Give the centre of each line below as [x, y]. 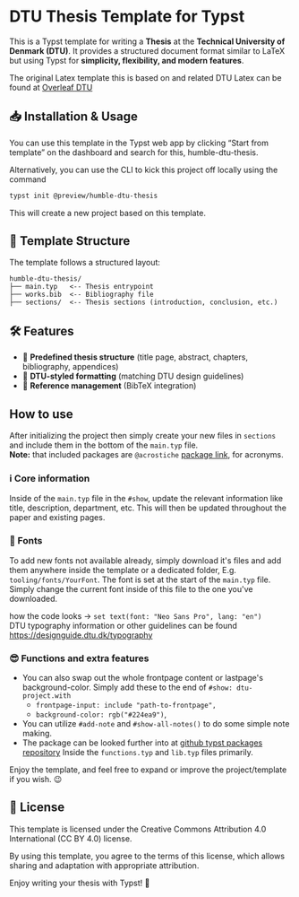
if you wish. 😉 [36, 779]
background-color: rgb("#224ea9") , [101, 714]
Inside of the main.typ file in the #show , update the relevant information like [146, 499]
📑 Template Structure [70, 241]
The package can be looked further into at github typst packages [142, 743]
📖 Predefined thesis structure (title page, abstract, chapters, [135, 357]
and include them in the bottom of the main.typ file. [104, 445]
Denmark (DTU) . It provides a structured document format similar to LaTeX [147, 50]
